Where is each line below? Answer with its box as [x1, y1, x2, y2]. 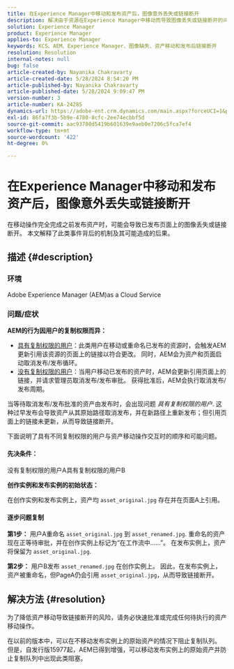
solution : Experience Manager [7, 23, 95, 30]
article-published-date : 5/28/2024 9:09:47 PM [7, 88, 145, 95]
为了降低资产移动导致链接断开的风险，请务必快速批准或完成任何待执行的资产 [7, 613, 227, 622]
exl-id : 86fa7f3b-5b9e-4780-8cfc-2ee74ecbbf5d [7, 114, 145, 121]
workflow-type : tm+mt [7, 127, 70, 134]
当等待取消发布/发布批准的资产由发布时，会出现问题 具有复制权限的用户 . [7, 399, 214, 409]
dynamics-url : [7, 108, 49, 115]
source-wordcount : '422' [7, 133, 79, 140]
